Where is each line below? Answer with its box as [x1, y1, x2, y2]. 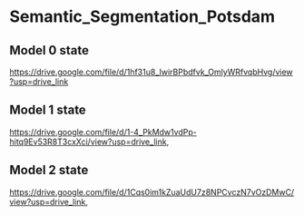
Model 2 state [9, 162, 89, 178]
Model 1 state [9, 103, 86, 118]
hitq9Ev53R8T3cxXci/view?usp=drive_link [9, 136, 167, 147]
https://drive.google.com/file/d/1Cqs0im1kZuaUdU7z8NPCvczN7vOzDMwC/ [9, 186, 295, 197]
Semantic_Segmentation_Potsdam [9, 6, 275, 27]
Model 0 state [9, 43, 89, 58]
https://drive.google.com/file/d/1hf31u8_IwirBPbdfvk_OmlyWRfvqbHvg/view [9, 66, 293, 77]
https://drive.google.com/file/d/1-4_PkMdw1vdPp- [9, 126, 197, 137]
